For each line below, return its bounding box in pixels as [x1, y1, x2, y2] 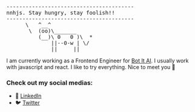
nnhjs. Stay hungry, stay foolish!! [6, 10, 115, 16]
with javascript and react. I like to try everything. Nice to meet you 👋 [6, 64, 176, 70]
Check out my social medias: [6, 78, 93, 87]
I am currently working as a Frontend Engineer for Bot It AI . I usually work [6, 57, 189, 64]
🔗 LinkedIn [15, 92, 42, 100]
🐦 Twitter [15, 99, 41, 107]
